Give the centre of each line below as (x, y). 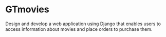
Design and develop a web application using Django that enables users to (83, 24)
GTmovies (27, 10)
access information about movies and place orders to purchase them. (79, 29)
